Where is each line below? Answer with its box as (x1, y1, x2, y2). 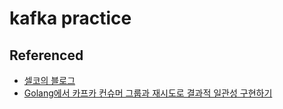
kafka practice (9, 7, 132, 30)
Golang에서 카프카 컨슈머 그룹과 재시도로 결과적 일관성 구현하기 (23, 87, 273, 99)
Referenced (9, 47, 84, 64)
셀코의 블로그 (23, 75, 76, 86)
